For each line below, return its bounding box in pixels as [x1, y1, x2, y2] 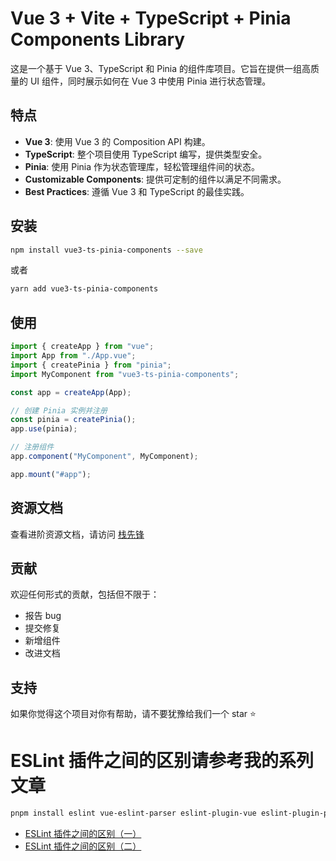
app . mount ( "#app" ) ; [10, 469, 92, 479]
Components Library [10, 28, 186, 51]
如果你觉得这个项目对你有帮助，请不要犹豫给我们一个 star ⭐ [10, 708, 257, 720]
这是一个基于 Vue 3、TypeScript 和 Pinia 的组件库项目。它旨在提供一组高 [10, 62, 311, 74]
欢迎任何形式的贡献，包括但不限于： [10, 588, 160, 601]
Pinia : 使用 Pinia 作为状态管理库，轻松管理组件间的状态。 [24, 160, 261, 172]
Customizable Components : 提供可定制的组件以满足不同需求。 [24, 173, 287, 185]
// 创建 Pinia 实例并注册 [10, 405, 108, 416]
